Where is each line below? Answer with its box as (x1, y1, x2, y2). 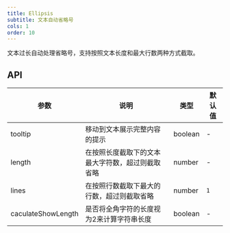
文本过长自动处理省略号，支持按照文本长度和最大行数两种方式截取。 (7, 49, 199, 57)
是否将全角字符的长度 (85, 204, 154, 214)
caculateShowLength (10, 209, 79, 219)
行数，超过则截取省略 (85, 191, 154, 201)
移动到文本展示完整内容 (85, 125, 161, 134)
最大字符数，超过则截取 (85, 158, 161, 168)
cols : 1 (7, 23, 29, 29)
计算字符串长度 (103, 214, 152, 224)
